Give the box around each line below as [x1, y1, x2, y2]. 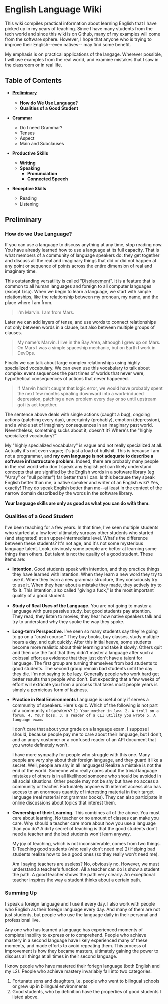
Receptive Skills [12, 185, 46, 191]
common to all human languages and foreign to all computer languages [5, 283, 152, 289]
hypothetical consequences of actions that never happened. [5, 376, 129, 382]
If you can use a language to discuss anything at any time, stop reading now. [5, 242, 163, 248]
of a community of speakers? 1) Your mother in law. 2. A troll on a [12, 707, 159, 713]
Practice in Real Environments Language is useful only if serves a [12, 696, 149, 702]
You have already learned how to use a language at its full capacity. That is [5, 247, 159, 253]
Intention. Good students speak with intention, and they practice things [12, 566, 160, 572]
